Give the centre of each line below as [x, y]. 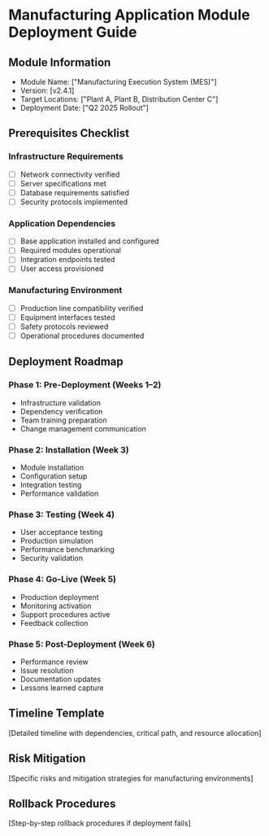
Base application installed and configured [90, 241]
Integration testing [51, 485]
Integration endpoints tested [67, 260]
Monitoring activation [56, 606]
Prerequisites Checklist [69, 133]
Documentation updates [61, 679]
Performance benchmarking [67, 549]
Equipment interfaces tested [67, 317]
